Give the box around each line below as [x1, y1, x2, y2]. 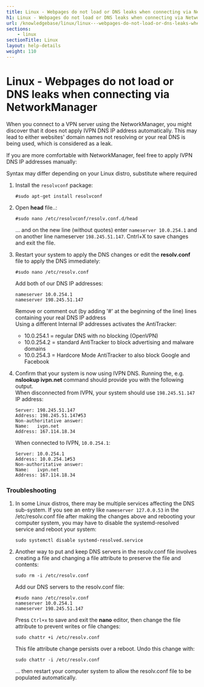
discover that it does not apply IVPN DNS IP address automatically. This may [6, 127, 197, 134]
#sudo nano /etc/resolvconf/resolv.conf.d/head [15, 215, 138, 222]
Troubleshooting [6, 486, 56, 495]
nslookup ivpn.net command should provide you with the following [15, 376, 184, 383]
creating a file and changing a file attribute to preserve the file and [15, 554, 181, 561]
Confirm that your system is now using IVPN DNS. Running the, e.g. [15, 370, 184, 377]
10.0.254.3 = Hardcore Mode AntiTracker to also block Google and [24, 351, 190, 359]
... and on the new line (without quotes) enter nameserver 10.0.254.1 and [15, 226, 197, 234]
